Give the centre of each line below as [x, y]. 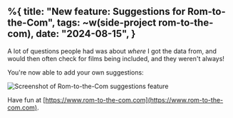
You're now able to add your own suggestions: [76, 72]
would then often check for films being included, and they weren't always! [116, 58]
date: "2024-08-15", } [86, 34]
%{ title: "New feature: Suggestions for [97, 12]
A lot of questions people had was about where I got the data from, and [112, 51]
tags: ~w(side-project [107, 23]
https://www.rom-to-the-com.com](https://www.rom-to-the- [134, 100]
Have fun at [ [26, 100]
